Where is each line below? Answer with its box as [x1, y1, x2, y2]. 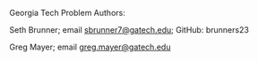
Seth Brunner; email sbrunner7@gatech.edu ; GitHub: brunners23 [9, 25, 249, 34]
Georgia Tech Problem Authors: [9, 8, 125, 18]
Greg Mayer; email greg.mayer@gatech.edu [9, 42, 171, 52]
